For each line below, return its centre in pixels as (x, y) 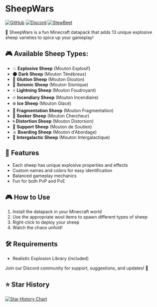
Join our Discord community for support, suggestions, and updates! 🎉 (77, 268)
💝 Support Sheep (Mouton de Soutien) (52, 127)
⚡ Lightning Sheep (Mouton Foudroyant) (54, 90)
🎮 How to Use (28, 197)
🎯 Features (22, 153)
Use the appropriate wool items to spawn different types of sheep (80, 217)
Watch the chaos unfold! (37, 228)
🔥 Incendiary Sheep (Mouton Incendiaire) (55, 97)
